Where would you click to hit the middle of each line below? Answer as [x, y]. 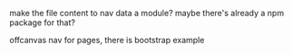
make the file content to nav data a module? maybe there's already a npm [146, 13]
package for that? [42, 22]
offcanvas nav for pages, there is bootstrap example [107, 40]
